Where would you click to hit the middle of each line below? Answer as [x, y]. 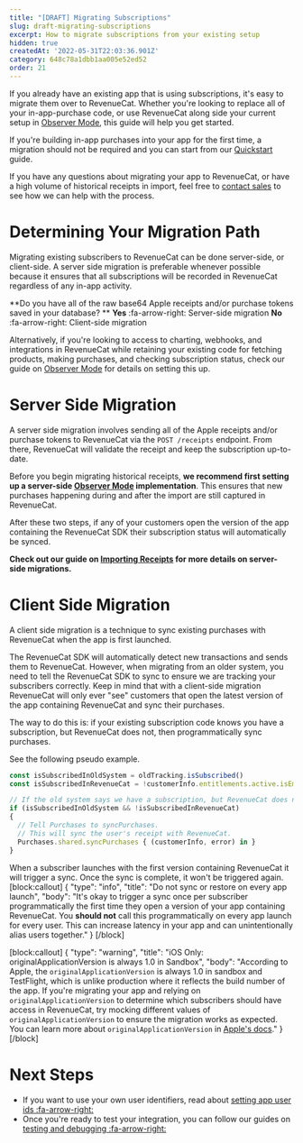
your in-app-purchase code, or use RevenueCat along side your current [142, 113]
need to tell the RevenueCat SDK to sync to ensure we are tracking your [143, 676]
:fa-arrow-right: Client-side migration [78, 322]
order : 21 [28, 69]
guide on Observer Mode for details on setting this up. [110, 368]
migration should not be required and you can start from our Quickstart [141, 149]
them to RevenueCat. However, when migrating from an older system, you [147, 666]
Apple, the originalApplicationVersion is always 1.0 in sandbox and [136, 971]
